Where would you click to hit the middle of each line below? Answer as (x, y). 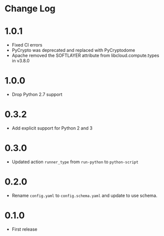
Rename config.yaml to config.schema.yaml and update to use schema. (84, 195)
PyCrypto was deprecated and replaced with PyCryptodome (73, 50)
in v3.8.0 (21, 61)
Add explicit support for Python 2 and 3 (52, 128)
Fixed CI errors (27, 45)
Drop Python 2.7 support (37, 94)
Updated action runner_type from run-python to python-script (75, 162)
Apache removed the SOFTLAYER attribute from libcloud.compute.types (85, 55)
